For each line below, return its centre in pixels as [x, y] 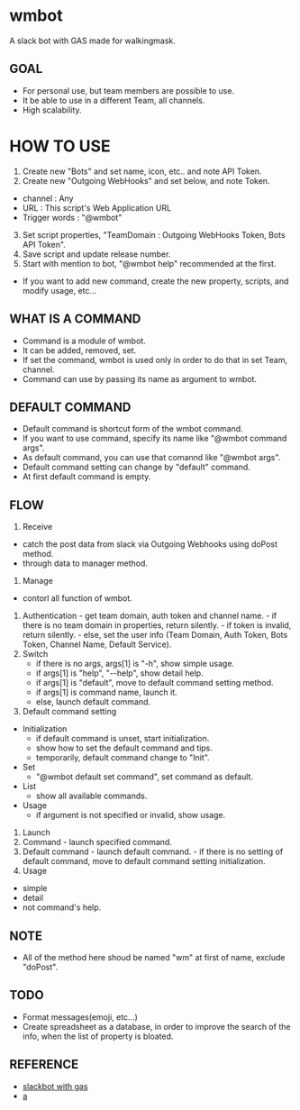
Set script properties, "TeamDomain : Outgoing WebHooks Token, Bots [154, 234]
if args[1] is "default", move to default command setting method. [155, 683]
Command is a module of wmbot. [84, 341]
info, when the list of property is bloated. [98, 1036]
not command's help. [62, 907]
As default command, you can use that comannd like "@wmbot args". [151, 458]
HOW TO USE [60, 146]
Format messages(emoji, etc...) [80, 1017]
